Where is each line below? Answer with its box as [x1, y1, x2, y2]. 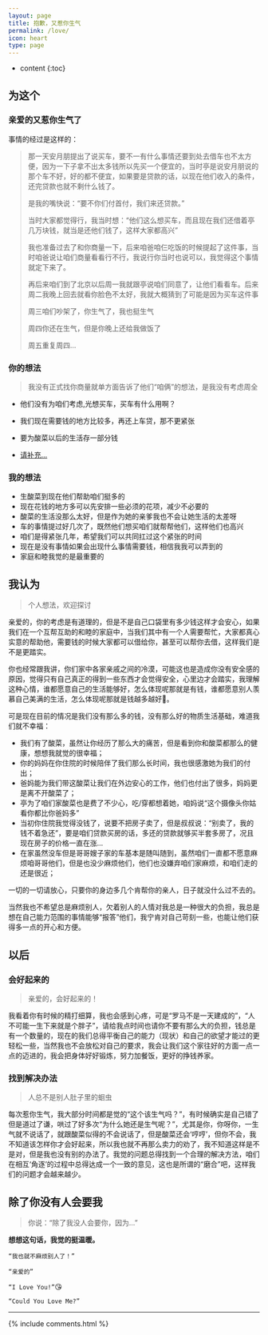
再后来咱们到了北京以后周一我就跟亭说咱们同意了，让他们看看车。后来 [27, 279, 259, 289]
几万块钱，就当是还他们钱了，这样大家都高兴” [27, 225, 178, 235]
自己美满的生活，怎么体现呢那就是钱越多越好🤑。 [14, 694, 174, 704]
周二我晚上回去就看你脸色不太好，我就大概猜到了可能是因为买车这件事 [27, 289, 259, 299]
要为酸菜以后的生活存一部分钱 [19, 433, 118, 443]
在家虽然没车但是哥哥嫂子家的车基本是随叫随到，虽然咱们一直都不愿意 [19, 848, 251, 858]
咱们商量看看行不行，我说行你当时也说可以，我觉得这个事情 [62, 252, 259, 262]
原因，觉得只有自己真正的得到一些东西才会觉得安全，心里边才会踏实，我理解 [8, 674, 260, 684]
